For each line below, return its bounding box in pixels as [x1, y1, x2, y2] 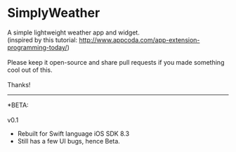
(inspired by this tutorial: [7, 35, 78, 44]
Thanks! [7, 80, 31, 89]
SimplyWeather [7, 5, 100, 21]
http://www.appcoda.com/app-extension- [79, 35, 200, 44]
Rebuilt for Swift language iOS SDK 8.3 [17, 129, 130, 138]
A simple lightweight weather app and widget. [7, 28, 140, 37]
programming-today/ [7, 43, 68, 51]
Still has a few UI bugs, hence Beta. [17, 137, 121, 145]
